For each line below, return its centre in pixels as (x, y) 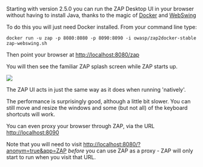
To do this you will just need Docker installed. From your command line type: (101, 27)
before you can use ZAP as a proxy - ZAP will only (130, 151)
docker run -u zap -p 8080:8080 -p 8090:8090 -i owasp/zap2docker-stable (101, 38)
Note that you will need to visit (44, 144)
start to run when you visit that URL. (51, 157)
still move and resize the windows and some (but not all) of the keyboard (97, 108)
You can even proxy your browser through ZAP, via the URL (81, 126)
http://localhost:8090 (33, 132)
